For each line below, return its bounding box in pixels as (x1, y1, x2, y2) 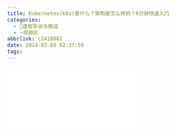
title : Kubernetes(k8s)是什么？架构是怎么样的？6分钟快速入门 (7, 10, 170, 17)
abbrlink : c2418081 (7, 36, 63, 42)
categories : (7, 16, 41, 23)
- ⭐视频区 (13, 29, 39, 36)
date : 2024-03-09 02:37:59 (7, 42, 84, 49)
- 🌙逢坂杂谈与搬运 (13, 23, 59, 29)
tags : (7, 49, 23, 55)
